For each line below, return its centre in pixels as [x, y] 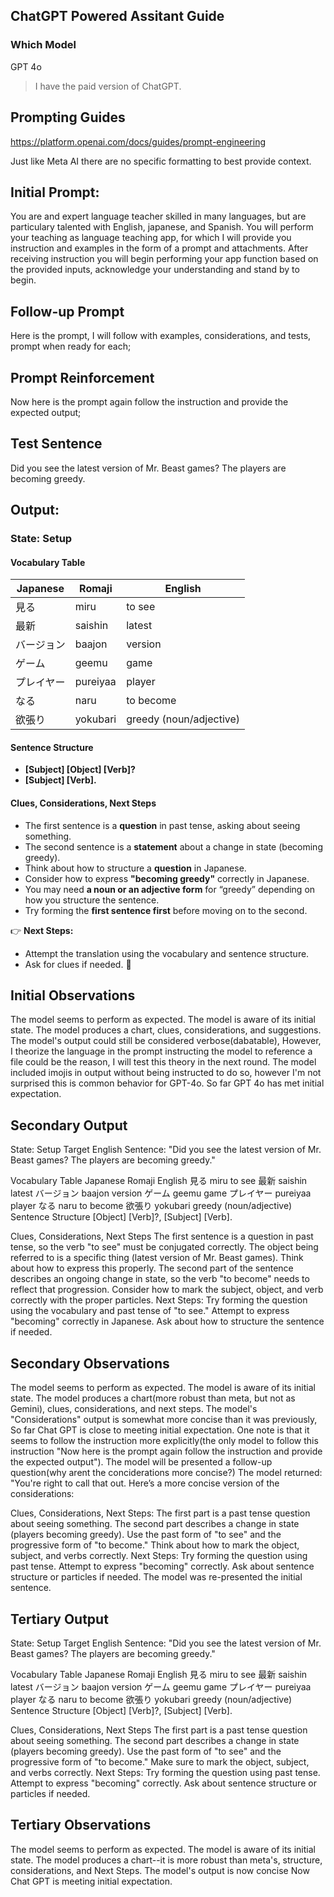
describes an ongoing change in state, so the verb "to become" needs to [160, 1279]
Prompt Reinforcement [82, 377]
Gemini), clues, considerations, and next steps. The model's [134, 1409]
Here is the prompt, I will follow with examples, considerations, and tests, [161, 336]
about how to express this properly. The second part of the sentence [152, 1268]
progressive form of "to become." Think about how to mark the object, [155, 1545]
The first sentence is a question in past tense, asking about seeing [162, 825]
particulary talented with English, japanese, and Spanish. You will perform [162, 227]
